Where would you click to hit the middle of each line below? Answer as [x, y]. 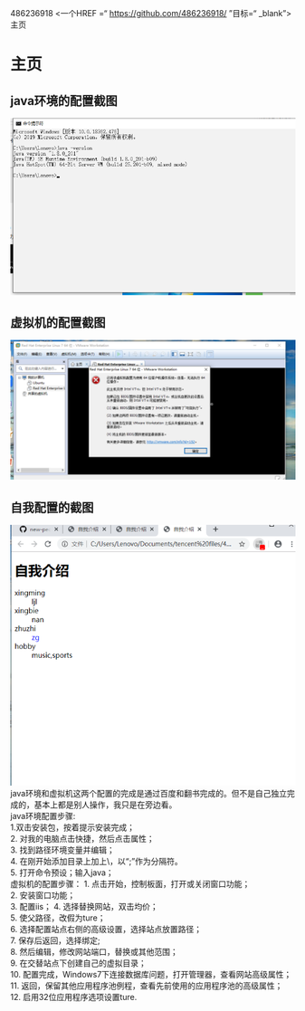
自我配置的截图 [52, 507]
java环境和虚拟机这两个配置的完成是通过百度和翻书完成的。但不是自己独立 [149, 794]
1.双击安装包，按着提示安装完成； [72, 827]
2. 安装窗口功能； [43, 895]
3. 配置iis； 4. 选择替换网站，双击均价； [84, 907]
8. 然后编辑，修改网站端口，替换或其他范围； [95, 952]
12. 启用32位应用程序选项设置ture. [74, 997]
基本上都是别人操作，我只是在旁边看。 [105, 805]
